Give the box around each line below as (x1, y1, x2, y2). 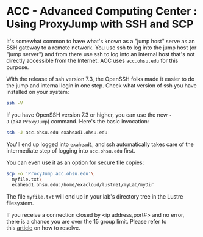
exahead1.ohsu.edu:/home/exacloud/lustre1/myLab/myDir (12, 182, 154, 188)
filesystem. (6, 200, 34, 207)
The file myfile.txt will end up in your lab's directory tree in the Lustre (6, 193, 183, 200)
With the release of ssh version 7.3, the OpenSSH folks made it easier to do (6, 75, 195, 82)
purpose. (6, 63, 29, 71)
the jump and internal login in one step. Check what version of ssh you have (6, 81, 197, 89)
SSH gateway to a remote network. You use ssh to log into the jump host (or (6, 44, 197, 51)
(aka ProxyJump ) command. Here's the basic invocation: (10, 117, 149, 125)
